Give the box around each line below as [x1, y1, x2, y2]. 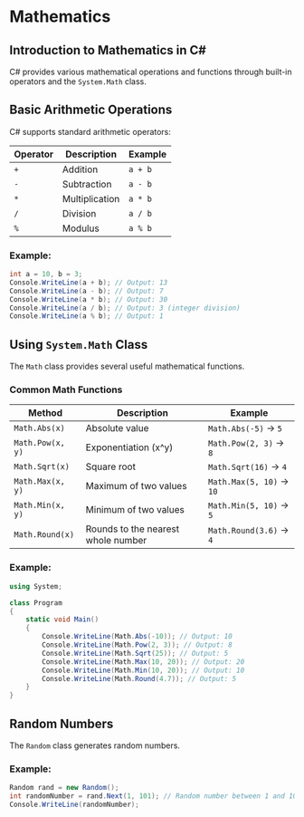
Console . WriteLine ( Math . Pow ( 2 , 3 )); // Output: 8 [42, 640, 233, 649]
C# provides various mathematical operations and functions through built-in [9, 66, 292, 77]
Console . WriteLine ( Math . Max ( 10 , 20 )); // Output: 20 [42, 657, 245, 667]
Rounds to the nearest [85, 523, 179, 535]
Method [28, 407, 63, 419]
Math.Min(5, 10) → [207, 499, 290, 512]
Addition [62, 163, 99, 176]
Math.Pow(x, [14, 437, 66, 448]
